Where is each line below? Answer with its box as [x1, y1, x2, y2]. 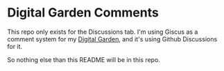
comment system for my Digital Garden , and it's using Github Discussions [7, 34, 218, 43]
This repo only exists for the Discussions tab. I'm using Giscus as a [7, 28, 198, 36]
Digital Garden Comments [7, 5, 160, 21]
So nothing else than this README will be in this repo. [7, 55, 161, 63]
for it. [7, 42, 23, 50]
